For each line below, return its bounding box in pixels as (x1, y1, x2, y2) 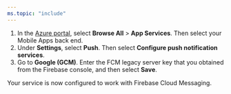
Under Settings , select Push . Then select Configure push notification (17, 43, 219, 51)
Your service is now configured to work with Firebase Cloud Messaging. (7, 78, 212, 86)
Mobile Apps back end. (17, 36, 83, 45)
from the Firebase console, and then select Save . (17, 65, 157, 73)
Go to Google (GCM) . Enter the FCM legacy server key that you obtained (17, 58, 224, 66)
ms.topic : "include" (7, 10, 67, 17)
